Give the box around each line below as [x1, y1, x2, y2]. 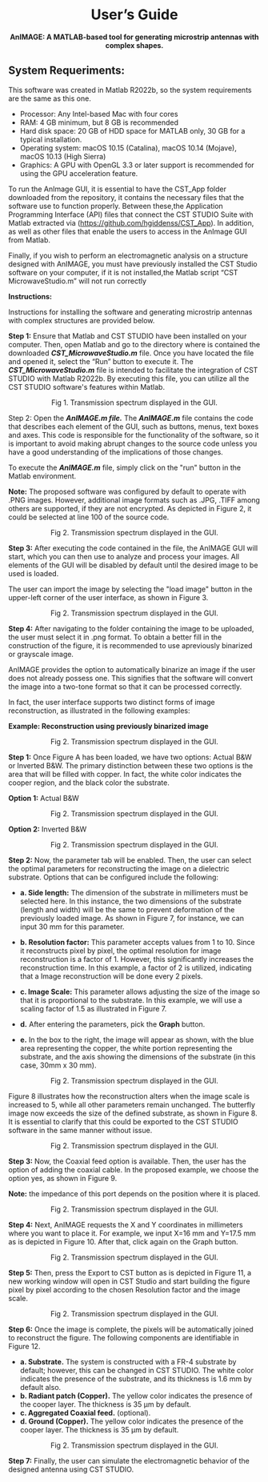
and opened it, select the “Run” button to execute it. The [8, 356, 194, 366]
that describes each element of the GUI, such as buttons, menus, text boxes [8, 422, 259, 431]
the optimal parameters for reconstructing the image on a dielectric [8, 863, 230, 873]
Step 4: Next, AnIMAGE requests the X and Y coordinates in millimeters [8, 1220, 243, 1229]
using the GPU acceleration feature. [19, 168, 138, 178]
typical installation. [19, 134, 82, 144]
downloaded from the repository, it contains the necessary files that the [8, 192, 245, 202]
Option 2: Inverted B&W [8, 824, 87, 834]
